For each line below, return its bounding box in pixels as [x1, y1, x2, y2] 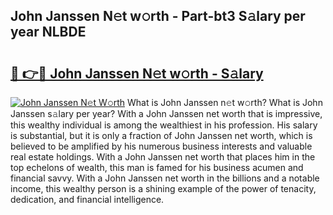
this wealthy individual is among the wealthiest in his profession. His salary [10, 119, 318, 131]
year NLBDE [10, 24, 87, 41]
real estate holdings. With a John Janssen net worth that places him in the [10, 151, 316, 163]
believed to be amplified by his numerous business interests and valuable [10, 140, 313, 152]
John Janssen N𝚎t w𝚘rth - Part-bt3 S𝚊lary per [10, 8, 306, 25]
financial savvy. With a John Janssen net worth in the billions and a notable [10, 172, 320, 184]
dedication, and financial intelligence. [10, 194, 165, 205]
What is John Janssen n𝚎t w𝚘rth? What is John [127, 97, 323, 108]
